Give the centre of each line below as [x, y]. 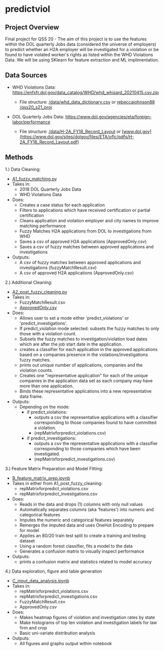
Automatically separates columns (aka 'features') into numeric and [87, 509]
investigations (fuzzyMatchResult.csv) [58, 267]
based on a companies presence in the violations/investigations [84, 355]
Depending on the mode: [45, 407]
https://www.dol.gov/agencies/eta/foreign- [108, 117]
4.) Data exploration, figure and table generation [54, 571]
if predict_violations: [47, 412]
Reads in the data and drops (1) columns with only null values [81, 504]
